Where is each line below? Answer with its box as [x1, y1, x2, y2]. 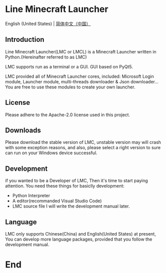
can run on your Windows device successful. [5, 150, 98, 156]
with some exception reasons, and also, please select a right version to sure [5, 145, 161, 151]
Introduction [5, 35, 45, 44]
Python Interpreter [12, 193, 51, 199]
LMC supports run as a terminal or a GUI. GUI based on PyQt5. [5, 63, 133, 69]
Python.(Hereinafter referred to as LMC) [5, 54, 87, 60]
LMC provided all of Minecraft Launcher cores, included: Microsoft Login [5, 73, 154, 79]
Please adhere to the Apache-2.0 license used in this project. [5, 111, 130, 118]
